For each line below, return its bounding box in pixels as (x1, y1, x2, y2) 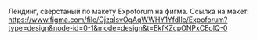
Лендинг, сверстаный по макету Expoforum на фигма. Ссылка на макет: (8, 7, 249, 16)
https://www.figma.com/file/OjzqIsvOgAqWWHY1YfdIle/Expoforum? (8, 15, 228, 24)
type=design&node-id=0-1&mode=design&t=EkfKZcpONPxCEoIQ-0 (8, 24, 228, 32)
